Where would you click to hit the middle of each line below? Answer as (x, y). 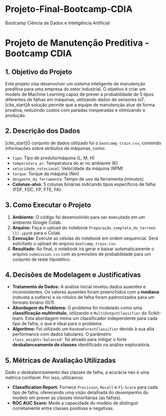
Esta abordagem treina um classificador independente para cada (91, 318)
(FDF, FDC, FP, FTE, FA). (37, 189)
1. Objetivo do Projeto (39, 72)
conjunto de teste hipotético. (42, 259)
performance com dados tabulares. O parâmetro (62, 334)
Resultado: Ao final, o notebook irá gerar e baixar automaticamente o (83, 249)
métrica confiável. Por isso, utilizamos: (45, 378)
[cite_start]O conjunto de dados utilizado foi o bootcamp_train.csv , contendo (83, 143)
